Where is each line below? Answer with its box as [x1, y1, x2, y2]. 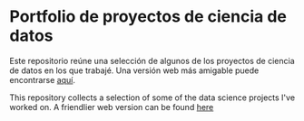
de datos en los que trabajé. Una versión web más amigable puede [9, 65, 260, 76]
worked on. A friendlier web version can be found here [9, 101, 214, 112]
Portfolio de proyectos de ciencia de [9, 6, 288, 27]
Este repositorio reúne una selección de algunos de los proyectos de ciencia [9, 55, 295, 66]
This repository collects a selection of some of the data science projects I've [9, 92, 296, 103]
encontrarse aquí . [9, 74, 75, 85]
